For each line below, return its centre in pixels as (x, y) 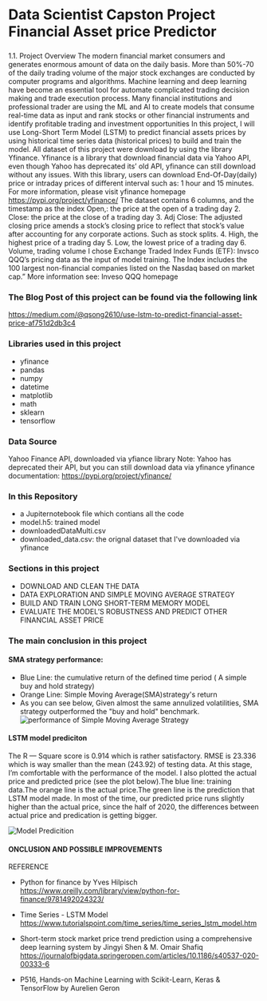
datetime (34, 387)
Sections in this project (54, 569)
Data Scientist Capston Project (112, 15)
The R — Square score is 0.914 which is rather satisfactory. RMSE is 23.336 (132, 756)
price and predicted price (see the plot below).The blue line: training (120, 781)
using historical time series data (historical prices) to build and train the (125, 141)
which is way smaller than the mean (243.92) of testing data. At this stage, (130, 764)
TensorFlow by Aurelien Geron (70, 988)
